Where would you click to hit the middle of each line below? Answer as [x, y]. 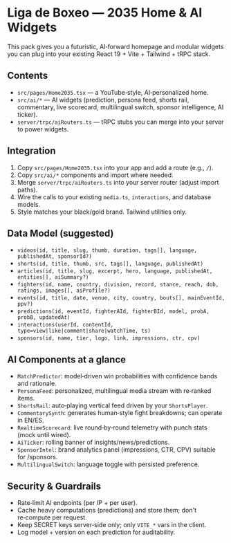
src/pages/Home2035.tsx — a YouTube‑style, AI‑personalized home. [113, 92]
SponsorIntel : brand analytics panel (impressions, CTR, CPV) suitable [116, 450]
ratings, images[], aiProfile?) [64, 291]
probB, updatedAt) [44, 317]
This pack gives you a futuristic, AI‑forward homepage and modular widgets [115, 46]
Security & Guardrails [54, 486]
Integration [32, 151]
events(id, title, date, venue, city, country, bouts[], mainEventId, [121, 298]
